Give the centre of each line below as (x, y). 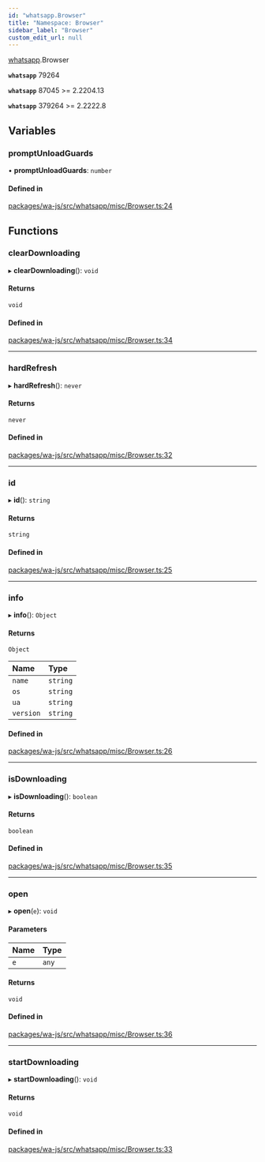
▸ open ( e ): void (33, 911)
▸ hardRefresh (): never (45, 385)
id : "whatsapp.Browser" (47, 15)
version (26, 714)
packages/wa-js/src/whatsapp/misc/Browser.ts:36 (90, 1034)
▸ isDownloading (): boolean (53, 796)
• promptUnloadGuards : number (60, 170)
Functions (34, 231)
